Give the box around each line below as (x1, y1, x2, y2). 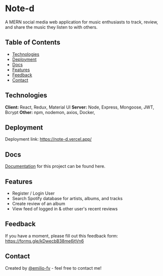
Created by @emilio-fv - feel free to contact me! (5, 265, 102, 271)
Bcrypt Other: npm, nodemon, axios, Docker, (5, 109, 95, 115)
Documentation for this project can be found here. (5, 164, 106, 169)
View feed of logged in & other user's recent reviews (12, 206, 118, 212)
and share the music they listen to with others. (5, 24, 98, 30)
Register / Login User (12, 190, 55, 196)
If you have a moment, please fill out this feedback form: (5, 233, 118, 239)
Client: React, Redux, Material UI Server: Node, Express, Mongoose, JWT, (5, 104, 154, 110)
